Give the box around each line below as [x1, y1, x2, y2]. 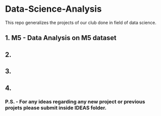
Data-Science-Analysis [5, 3, 102, 15]
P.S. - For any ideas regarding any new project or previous [5, 98, 145, 105]
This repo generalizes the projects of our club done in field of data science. [5, 20, 157, 25]
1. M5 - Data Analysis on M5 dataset [5, 34, 117, 42]
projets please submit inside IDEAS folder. [5, 104, 107, 111]
